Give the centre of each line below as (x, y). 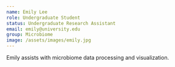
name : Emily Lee (27, 12)
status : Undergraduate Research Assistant (61, 23)
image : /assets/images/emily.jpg (49, 40)
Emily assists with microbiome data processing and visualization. (88, 58)
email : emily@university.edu (43, 29)
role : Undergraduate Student (43, 18)
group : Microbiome (30, 35)
